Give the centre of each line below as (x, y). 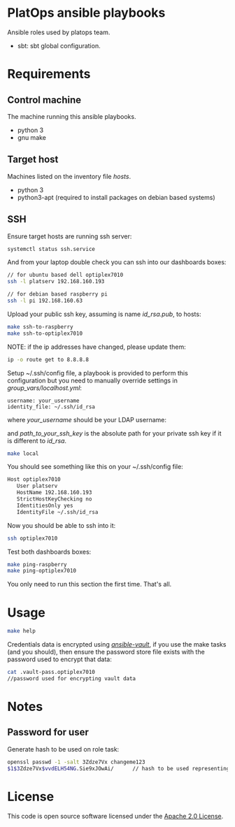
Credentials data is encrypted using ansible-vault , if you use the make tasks (117, 645)
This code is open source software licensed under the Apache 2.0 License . (115, 816)
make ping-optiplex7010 (42, 571)
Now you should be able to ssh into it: (62, 525)
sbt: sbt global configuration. (59, 45)
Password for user (48, 732)
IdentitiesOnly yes (45, 505)
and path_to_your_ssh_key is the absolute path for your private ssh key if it (114, 433)
